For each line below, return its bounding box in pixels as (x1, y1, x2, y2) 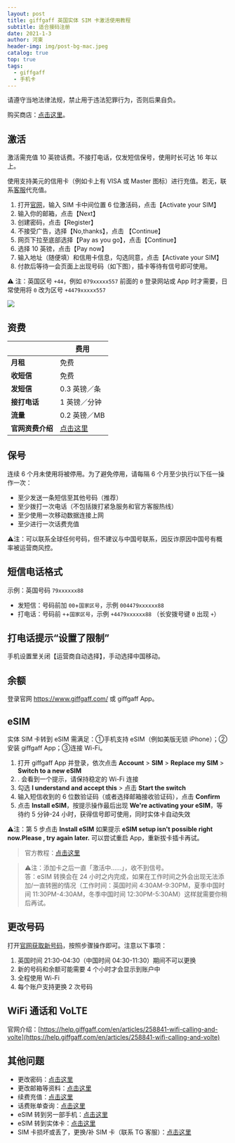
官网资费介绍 (11, 424, 54, 433)
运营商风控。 (19, 543, 57, 551)
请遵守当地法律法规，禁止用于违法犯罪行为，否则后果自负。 (7, 96, 180, 104)
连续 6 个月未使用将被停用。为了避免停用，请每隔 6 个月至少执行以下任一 (7, 469, 219, 478)
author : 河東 (7, 37, 43, 44)
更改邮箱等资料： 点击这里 (17, 1083, 92, 1092)
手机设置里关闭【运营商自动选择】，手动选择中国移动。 (7, 652, 164, 660)
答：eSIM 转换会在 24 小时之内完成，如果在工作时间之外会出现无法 (24, 873, 219, 881)
